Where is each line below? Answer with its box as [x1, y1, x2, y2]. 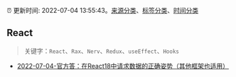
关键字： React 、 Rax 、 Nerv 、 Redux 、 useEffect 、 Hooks [23, 47, 179, 55]
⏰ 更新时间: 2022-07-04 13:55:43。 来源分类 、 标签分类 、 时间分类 [6, 6, 199, 14]
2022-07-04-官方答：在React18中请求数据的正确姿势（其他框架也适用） [16, 61, 229, 70]
